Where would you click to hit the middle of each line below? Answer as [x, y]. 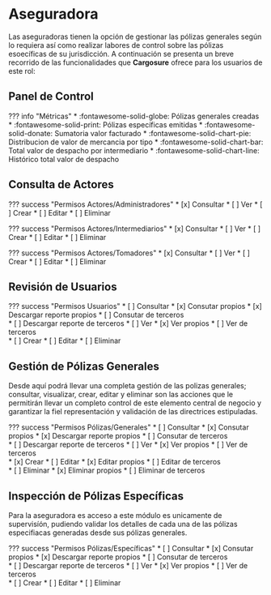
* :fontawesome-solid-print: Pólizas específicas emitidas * [106, 124]
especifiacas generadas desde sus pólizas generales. [98, 533]
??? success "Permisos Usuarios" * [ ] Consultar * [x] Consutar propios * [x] [135, 306]
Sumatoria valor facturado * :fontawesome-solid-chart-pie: [153, 133]
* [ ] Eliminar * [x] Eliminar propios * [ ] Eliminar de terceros [107, 470]
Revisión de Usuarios [63, 287]
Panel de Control [51, 97]
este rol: [22, 71]
